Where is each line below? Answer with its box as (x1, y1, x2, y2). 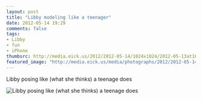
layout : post (6, 8, 39, 15)
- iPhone (6, 48, 28, 54)
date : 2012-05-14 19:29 (6, 20, 66, 26)
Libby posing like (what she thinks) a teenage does (6, 75, 132, 83)
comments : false (6, 25, 47, 32)
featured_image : (6, 59, 47, 65)
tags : (6, 31, 20, 37)
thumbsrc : (6, 53, 31, 59)
